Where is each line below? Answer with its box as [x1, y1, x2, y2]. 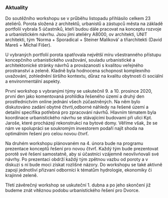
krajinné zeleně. [5, 172, 38, 178]
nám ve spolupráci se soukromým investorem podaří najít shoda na [5, 125, 144, 131]
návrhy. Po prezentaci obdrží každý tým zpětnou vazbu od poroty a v [5, 156, 148, 162]
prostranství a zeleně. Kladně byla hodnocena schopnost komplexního [5, 68, 150, 74]
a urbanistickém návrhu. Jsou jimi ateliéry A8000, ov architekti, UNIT [5, 32, 147, 38]
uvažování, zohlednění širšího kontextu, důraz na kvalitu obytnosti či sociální [5, 73, 163, 79]
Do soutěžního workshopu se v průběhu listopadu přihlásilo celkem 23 [5, 16, 151, 22]
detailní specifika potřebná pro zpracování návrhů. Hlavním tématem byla [5, 109, 156, 115]
